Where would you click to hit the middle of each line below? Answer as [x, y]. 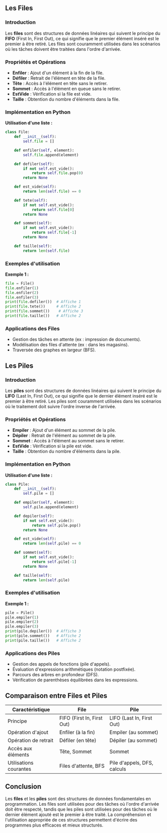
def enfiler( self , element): [44, 150]
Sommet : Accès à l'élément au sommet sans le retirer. [68, 441]
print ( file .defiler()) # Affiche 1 [43, 302]
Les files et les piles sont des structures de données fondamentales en [78, 799]
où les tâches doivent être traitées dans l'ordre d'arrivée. [63, 49]
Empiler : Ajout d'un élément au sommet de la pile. [64, 430]
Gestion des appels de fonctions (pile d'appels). [61, 664]
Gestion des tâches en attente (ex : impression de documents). [77, 339]
